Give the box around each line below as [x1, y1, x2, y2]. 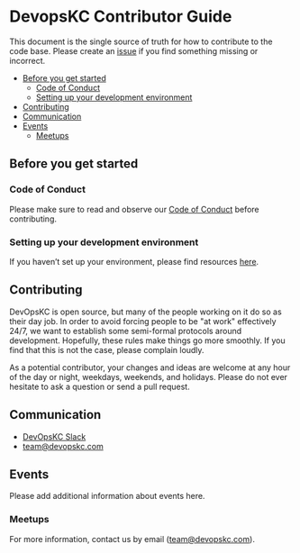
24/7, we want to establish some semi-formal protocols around [9, 325, 242, 336]
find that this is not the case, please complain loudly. [9, 344, 205, 355]
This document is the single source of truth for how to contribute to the [9, 36, 273, 47]
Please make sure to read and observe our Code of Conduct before [9, 204, 259, 214]
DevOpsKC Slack [22, 431, 86, 442]
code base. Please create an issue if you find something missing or [9, 45, 259, 56]
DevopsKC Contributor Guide [9, 6, 232, 27]
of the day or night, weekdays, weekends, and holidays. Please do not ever [9, 371, 288, 382]
